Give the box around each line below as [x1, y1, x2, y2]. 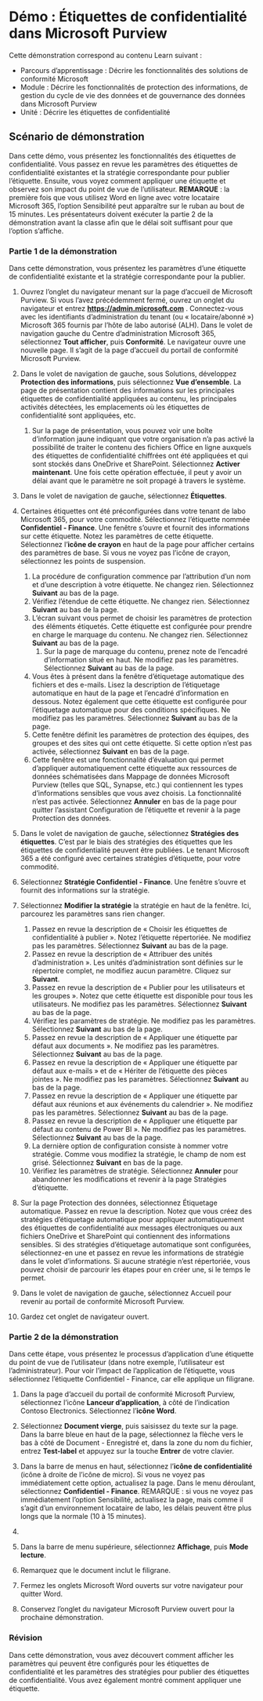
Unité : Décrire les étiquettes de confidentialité [20, 107, 171, 117]
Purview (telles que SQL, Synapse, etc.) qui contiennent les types [31, 780, 243, 790]
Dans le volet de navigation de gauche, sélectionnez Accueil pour [20, 1288, 232, 1298]
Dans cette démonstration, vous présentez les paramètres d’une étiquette [9, 264, 247, 273]
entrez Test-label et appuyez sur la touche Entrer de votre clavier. [20, 1447, 234, 1456]
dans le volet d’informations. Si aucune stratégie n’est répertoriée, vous [20, 1257, 250, 1266]
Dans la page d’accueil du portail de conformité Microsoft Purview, [20, 1389, 236, 1399]
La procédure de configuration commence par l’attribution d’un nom [31, 571, 251, 581]
